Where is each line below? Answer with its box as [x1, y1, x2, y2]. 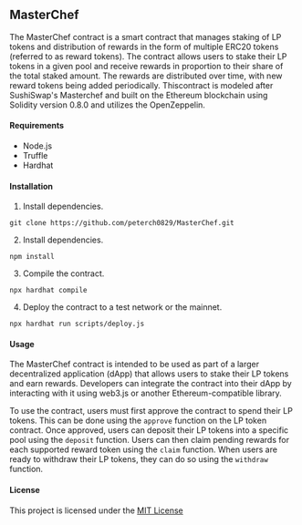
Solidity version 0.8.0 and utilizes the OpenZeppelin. [9, 99, 205, 110]
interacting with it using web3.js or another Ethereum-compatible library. [9, 387, 283, 399]
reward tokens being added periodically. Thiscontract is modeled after [9, 79, 274, 90]
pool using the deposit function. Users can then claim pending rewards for [9, 435, 290, 446]
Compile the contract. [22, 268, 105, 279]
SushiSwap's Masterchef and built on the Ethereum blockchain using [9, 89, 268, 100]
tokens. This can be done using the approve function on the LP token [9, 415, 267, 427]
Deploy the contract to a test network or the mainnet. [22, 302, 223, 313]
